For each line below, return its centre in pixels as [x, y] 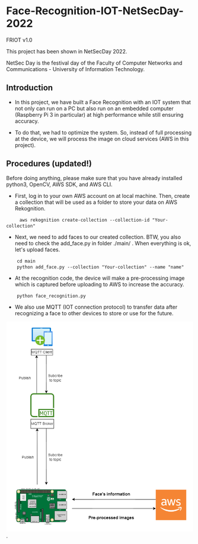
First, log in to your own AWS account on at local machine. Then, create [102, 196]
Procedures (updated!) [49, 164]
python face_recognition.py [51, 296]
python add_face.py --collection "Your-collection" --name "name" [100, 267]
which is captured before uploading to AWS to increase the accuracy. [100, 284]
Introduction [30, 88]
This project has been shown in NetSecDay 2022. [67, 51]
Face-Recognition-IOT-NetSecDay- [95, 11]
